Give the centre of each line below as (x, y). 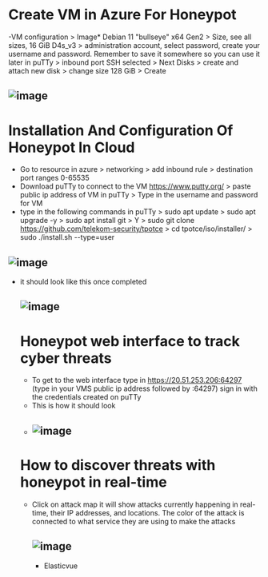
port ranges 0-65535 (54, 178)
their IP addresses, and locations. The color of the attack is (147, 512)
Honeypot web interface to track (130, 341)
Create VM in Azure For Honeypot (123, 15)
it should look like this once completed (83, 282)
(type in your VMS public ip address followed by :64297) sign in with (144, 388)
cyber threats (66, 358)
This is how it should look (74, 406)
